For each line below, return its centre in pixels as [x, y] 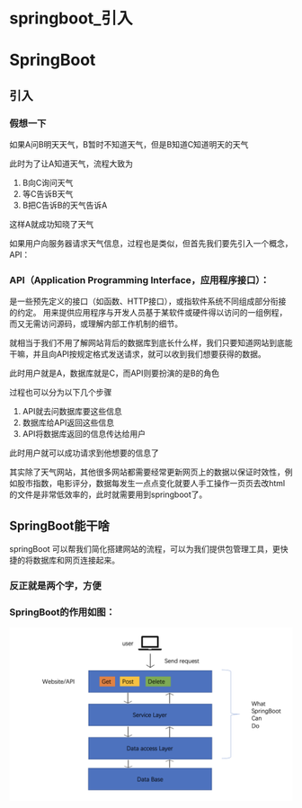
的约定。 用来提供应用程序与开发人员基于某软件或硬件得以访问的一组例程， [148, 313]
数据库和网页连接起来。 [76, 560]
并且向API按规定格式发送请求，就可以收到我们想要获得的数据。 [150, 354]
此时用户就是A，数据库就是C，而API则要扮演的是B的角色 [115, 373]
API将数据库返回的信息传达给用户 [84, 434]
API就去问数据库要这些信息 [72, 412]
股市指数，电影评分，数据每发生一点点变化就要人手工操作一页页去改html [151, 484]
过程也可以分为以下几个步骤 [61, 393]
